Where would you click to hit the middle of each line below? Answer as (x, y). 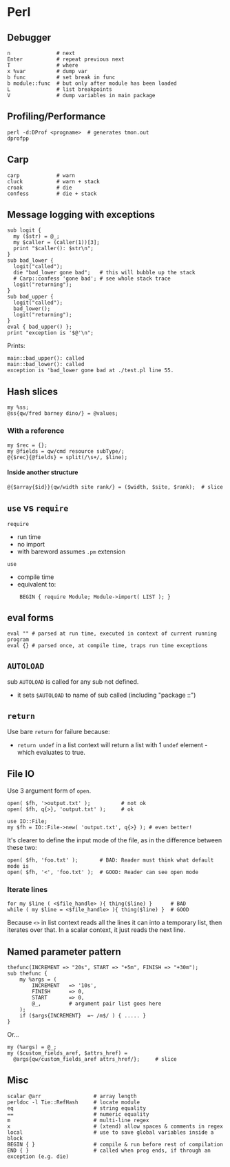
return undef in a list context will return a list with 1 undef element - (112, 745)
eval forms (30, 618)
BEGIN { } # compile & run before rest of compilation (115, 1144)
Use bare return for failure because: (59, 732)
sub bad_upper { (30, 297)
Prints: (16, 346)
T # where (43, 65)
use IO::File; (28, 821)
